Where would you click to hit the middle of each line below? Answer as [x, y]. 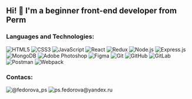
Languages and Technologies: [50, 37]
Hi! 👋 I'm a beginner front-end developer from [92, 11]
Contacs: [20, 77]
